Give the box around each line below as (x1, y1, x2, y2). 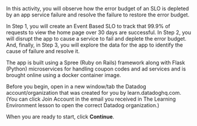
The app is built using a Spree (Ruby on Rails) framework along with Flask (6, 59, 185, 66)
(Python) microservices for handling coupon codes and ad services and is (6, 65, 186, 72)
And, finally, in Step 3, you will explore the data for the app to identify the (6, 41, 183, 48)
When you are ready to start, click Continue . (6, 113, 114, 120)
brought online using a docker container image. (6, 72, 122, 78)
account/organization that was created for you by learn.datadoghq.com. (6, 89, 182, 96)
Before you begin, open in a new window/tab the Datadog (6, 83, 146, 90)
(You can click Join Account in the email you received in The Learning (6, 95, 176, 102)
